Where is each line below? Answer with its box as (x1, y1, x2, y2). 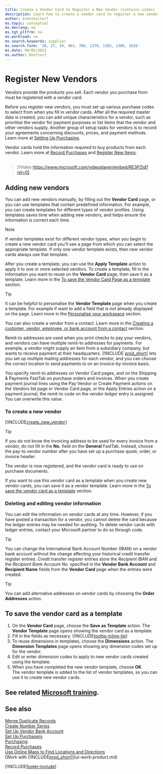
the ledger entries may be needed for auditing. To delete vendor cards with (5, 521, 155, 527)
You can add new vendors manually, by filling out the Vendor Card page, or (5, 197, 156, 203)
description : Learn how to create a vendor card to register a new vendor (5, 12, 160, 17)
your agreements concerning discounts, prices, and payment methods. (5, 130, 147, 136)
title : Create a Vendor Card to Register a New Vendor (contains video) (5, 7, 155, 12)
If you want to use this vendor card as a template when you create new (5, 478, 147, 483)
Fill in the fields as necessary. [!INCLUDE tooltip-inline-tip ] (12, 633, 128, 639)
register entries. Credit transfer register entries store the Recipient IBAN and (5, 556, 157, 562)
